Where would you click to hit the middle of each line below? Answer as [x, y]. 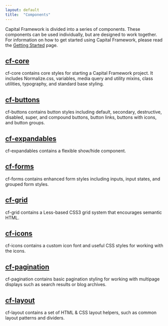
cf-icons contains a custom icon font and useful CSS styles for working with [84, 246]
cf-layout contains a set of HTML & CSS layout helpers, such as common [81, 312]
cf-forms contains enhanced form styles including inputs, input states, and [83, 179]
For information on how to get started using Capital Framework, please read [84, 40]
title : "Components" [28, 15]
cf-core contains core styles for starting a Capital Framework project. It [79, 73]
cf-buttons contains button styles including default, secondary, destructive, [84, 112]
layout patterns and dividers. [35, 318]
